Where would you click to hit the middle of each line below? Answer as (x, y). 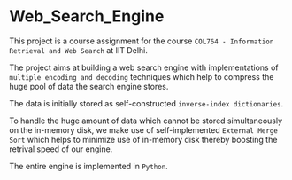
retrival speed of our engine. (61, 149)
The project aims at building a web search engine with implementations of (144, 67)
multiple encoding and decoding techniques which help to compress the (142, 76)
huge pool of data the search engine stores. (89, 86)
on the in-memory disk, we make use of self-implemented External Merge (144, 129)
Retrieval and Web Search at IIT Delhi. (78, 50)
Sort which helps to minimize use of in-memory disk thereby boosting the (143, 139)
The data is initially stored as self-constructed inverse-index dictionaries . (146, 103)
